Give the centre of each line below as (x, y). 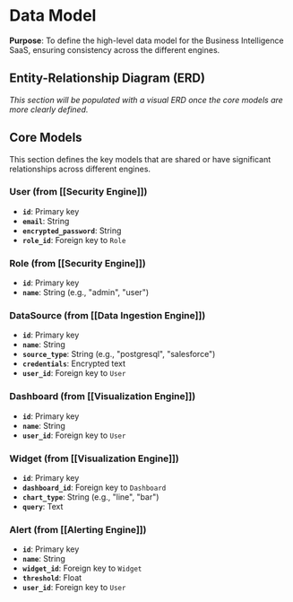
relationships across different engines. (80, 169)
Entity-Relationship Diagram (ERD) (108, 79)
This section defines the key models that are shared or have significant (140, 159)
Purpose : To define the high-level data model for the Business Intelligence (146, 40)
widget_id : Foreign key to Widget (82, 568)
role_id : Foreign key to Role (74, 240)
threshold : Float (52, 578)
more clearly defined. (49, 109)
